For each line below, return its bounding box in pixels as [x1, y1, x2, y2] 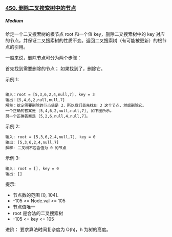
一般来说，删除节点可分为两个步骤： [5, 55, 82, 61]
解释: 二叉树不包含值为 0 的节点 [5, 145, 67, 150]
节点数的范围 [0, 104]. [12, 192, 59, 198]
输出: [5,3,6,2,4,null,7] [5, 139, 59, 145]
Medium [5, 17, 24, 23]
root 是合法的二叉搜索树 [12, 210, 63, 216]
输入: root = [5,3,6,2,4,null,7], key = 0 [5, 134, 96, 139]
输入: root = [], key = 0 [5, 166, 59, 171]
